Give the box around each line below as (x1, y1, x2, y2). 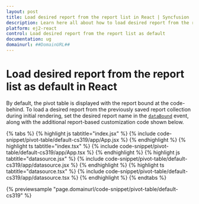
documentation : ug (6, 36, 52, 42)
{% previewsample (6, 185, 52, 193)
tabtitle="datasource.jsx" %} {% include (6, 155, 104, 162)
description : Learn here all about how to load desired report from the (6, 20, 190, 26)
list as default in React (6, 80, 117, 94)
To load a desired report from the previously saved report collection (25, 106, 191, 113)
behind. (6, 106, 25, 113)
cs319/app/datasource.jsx (6, 161, 70, 168)
